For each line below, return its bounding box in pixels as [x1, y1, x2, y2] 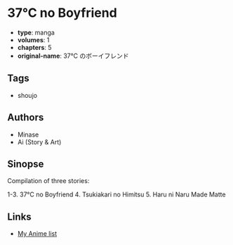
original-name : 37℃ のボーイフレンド [17, 51, 129, 60]
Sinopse [7, 158, 44, 170]
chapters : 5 [17, 43, 52, 51]
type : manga [17, 28, 55, 37]
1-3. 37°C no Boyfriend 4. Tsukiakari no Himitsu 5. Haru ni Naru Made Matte [7, 190, 226, 199]
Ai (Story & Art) [17, 137, 62, 146]
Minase [17, 130, 39, 139]
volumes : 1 [17, 35, 50, 44]
